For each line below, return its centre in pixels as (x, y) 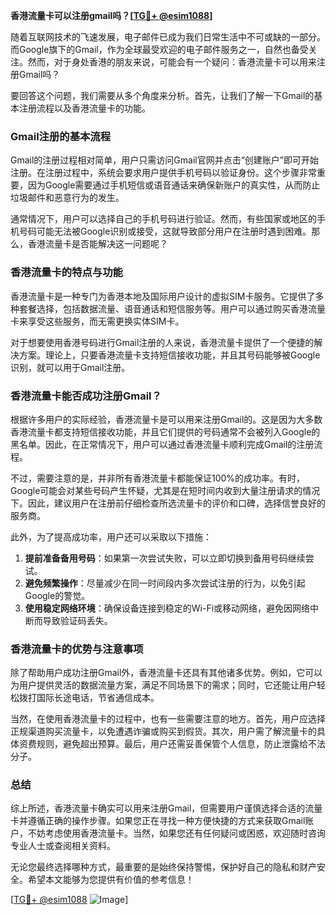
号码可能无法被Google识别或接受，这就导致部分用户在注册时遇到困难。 (165, 231)
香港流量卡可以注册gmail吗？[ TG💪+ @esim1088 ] (111, 15)
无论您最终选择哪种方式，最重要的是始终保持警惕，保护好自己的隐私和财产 (163, 867)
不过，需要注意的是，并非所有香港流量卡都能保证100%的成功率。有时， (158, 478)
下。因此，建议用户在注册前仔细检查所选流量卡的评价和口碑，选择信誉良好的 (168, 503)
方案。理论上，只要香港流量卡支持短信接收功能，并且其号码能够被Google (169, 355)
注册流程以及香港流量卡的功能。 (84, 108)
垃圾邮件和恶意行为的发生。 (67, 198)
